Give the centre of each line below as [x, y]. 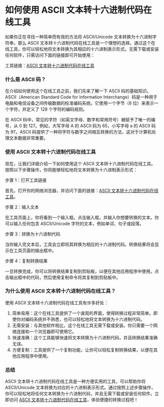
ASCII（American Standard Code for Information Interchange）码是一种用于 [81, 97]
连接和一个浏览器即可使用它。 [46, 331]
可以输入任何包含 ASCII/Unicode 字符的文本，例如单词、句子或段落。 [74, 224]
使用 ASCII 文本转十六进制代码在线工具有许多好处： [57, 303]
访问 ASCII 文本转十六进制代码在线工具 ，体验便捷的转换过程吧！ [74, 400]
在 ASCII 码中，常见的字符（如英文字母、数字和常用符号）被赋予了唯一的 [78, 120]
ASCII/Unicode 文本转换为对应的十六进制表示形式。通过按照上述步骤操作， [80, 387]
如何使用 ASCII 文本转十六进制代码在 [79, 10]
